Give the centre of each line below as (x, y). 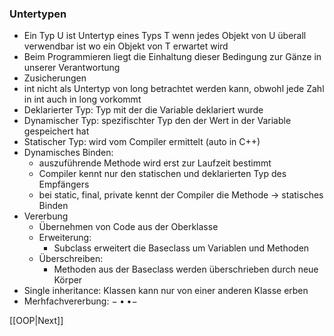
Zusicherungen (55, 78)
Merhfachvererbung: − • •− (80, 301)
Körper (68, 280)
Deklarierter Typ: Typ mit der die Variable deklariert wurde (143, 110)
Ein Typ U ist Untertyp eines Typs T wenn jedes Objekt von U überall (165, 36)
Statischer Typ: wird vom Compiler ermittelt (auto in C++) (142, 142)
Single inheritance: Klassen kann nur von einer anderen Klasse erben (166, 291)
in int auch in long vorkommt (82, 99)
